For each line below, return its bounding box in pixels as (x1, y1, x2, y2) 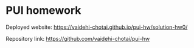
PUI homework (5, 4, 81, 17)
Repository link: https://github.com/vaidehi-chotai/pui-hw (5, 35, 150, 42)
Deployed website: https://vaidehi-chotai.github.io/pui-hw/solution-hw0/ (5, 23, 188, 31)
